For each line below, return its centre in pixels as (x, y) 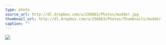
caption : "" (17, 23)
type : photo (17, 10)
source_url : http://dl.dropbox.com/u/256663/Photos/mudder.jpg (72, 14)
